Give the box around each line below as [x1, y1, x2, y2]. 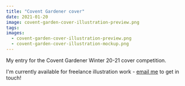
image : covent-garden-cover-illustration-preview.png [6, 19, 140, 25]
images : [6, 30, 25, 36]
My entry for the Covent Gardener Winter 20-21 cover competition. [6, 56, 166, 64]
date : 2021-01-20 [6, 14, 48, 20]
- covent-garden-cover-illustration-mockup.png [11, 41, 130, 47]
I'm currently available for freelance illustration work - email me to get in [6, 68, 180, 75]
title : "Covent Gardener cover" [6, 8, 85, 15]
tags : [6, 24, 19, 31]
